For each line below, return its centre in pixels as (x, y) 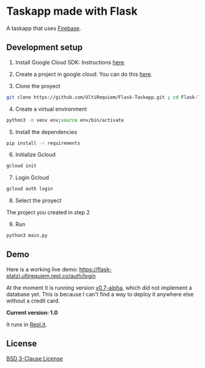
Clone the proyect (38, 86)
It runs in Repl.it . (27, 324)
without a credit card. (33, 301)
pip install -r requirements (43, 143)
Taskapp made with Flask (72, 11)
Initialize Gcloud (35, 155)
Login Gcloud (32, 178)
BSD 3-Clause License (34, 358)
